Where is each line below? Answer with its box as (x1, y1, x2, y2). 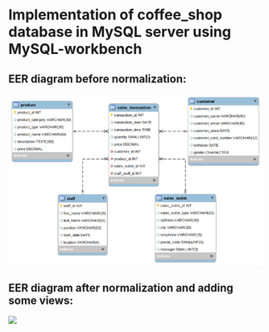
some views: (8, 294, 74, 308)
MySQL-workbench (8, 40, 143, 58)
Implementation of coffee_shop (8, 6, 223, 24)
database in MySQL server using (8, 23, 232, 41)
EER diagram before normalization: (8, 72, 187, 85)
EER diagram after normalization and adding (8, 281, 234, 295)
